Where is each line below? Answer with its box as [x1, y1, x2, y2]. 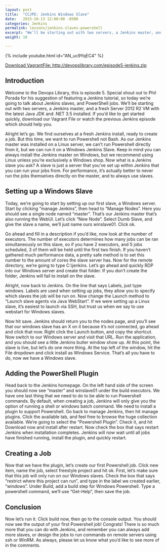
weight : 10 [5, 35, 28, 40]
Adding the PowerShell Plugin [5, 369, 99, 378]
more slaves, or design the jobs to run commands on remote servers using [5, 532, 157, 538]
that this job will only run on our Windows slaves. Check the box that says [5, 473, 155, 479]
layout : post [5, 7, 32, 12]
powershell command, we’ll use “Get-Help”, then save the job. [5, 489, 131, 495]
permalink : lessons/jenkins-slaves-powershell [5, 26, 103, 31]
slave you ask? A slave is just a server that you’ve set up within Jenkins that [5, 162, 159, 168]
